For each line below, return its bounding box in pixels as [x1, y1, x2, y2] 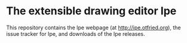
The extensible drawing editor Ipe [6, 4, 177, 18]
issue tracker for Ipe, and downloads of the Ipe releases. [6, 30, 145, 37]
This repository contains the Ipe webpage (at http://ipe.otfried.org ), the [6, 24, 181, 31]
